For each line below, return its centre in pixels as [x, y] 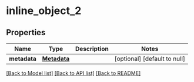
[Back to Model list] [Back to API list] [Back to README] [73, 73]
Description [92, 49]
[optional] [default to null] [150, 59]
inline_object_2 [44, 11]
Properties [26, 33]
